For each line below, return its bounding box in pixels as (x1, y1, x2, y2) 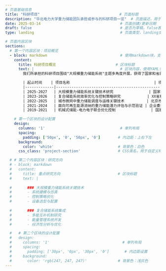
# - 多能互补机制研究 (9, 213, 62, 218)
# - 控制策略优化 (9, 194, 54, 199)
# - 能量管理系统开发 (9, 217, 62, 222)
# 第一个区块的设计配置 (14, 116, 55, 121)
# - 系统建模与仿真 (9, 190, 58, 195)
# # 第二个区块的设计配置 (9, 231, 60, 236)
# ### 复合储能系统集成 (9, 208, 66, 213)
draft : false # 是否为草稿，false (5, 26, 158, 31)
